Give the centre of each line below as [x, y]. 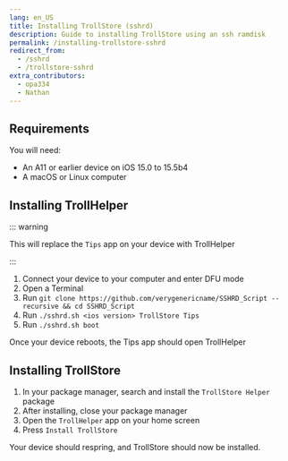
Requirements [49, 128]
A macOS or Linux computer [74, 177]
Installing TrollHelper [69, 205]
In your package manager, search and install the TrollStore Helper [146, 391]
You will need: [35, 150]
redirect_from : [38, 51]
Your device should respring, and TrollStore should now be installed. [135, 447]
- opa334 [34, 84]
